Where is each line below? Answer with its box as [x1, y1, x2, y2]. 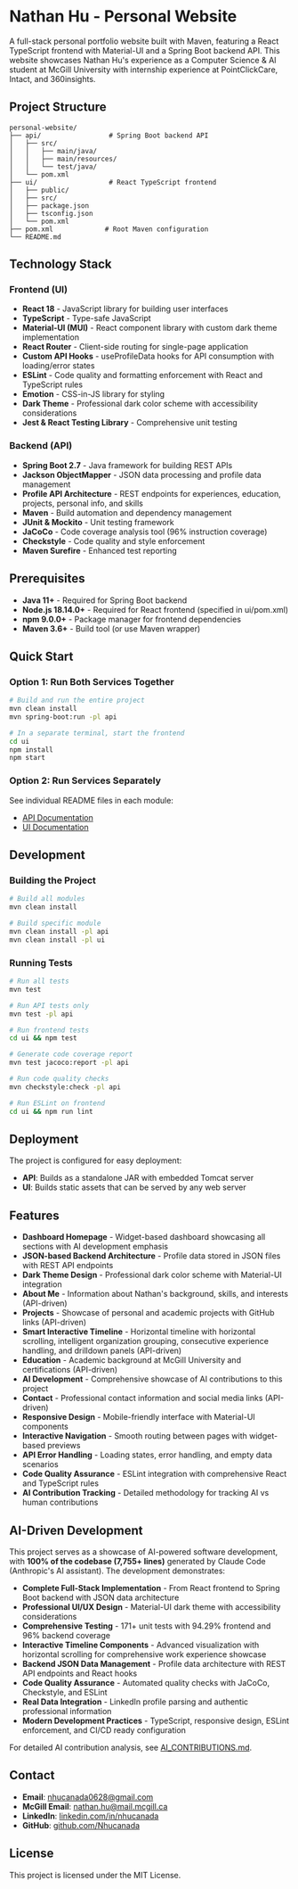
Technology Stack [9, 257, 112, 272]
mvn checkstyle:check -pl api [9, 1082, 122, 1092]
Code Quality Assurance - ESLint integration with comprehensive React [21, 1469, 287, 1480]
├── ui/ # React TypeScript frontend [9, 177, 217, 186]
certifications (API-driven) [21, 1365, 118, 1375]
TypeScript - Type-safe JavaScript [21, 313, 151, 324]
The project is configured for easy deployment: [9, 1155, 182, 1166]
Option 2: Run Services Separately [9, 774, 162, 787]
